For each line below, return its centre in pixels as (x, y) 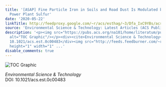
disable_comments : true (30, 51)
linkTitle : (16, 23)
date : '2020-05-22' (25, 19)
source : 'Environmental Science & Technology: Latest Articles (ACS (77, 28)
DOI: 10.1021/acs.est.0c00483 (35, 80)
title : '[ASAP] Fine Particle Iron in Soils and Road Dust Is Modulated (82, 10)
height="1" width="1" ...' (37, 46)
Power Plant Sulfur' (31, 14)
